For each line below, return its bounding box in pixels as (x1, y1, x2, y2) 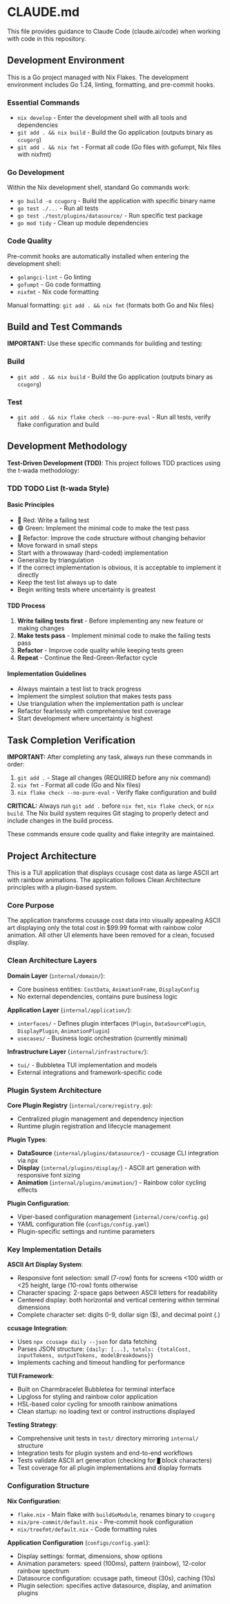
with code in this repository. (7, 34, 86, 42)
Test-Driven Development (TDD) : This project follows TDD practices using (7, 458, 221, 467)
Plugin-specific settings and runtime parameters (17, 1227, 155, 1235)
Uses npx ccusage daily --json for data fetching (17, 1338, 157, 1346)
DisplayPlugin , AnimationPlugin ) (17, 1026, 111, 1035)
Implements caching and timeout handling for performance (17, 1359, 185, 1367)
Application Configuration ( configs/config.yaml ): (7, 1538, 151, 1546)
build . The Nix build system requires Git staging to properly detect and (7, 809, 209, 818)
